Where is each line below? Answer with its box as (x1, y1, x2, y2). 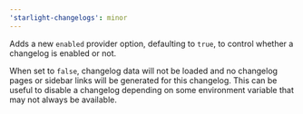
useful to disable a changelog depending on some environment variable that (9, 84, 295, 95)
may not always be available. (9, 94, 118, 105)
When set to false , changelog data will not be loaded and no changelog (9, 65, 279, 76)
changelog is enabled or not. (9, 47, 116, 59)
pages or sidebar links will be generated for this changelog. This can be (9, 74, 278, 86)
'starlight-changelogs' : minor (9, 13, 128, 23)
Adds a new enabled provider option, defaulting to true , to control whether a (9, 38, 294, 49)
